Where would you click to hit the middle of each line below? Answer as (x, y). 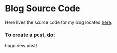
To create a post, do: (30, 35)
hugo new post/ (21, 46)
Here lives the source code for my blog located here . (59, 22)
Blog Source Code (43, 9)
